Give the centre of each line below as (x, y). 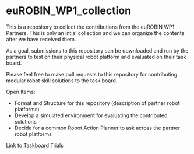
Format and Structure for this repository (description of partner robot (97, 103)
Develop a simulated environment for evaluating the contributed (91, 116)
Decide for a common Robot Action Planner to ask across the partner (97, 128)
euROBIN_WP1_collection (69, 11)
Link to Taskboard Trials (35, 145)
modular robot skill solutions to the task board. (62, 80)
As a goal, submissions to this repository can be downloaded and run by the (97, 50)
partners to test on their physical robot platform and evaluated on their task (96, 57)
